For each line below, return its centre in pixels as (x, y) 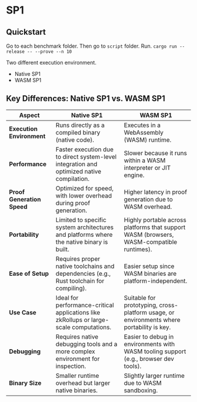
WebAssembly (144, 132)
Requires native (77, 337)
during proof (73, 203)
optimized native (78, 171)
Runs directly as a (80, 125)
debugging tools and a (86, 344)
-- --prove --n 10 (50, 52)
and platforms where (84, 235)
